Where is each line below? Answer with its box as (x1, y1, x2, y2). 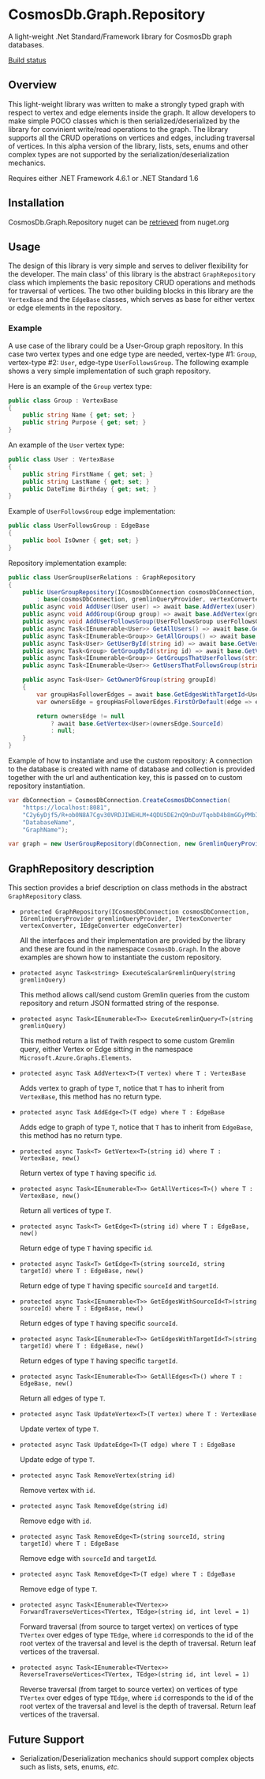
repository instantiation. (8, 781, 85, 791)
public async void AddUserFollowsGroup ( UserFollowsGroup (22, 618, 214, 626)
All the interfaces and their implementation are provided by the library (19, 936, 246, 945)
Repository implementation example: (8, 558, 128, 567)
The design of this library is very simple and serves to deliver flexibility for (8, 261, 248, 270)
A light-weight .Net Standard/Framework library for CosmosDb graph (8, 32, 233, 41)
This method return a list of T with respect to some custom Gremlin (19, 1036, 235, 1046)
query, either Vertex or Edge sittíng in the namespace (19, 1045, 193, 1054)
